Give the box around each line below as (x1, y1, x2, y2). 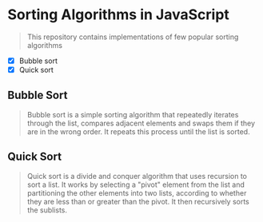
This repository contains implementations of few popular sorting (26, 32, 239, 42)
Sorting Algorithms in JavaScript (7, 6, 229, 24)
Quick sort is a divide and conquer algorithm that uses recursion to (26, 171, 247, 180)
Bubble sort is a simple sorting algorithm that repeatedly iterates (26, 109, 239, 119)
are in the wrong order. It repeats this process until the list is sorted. (26, 126, 250, 137)
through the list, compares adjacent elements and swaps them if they (26, 118, 256, 128)
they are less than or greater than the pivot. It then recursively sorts (26, 196, 249, 206)
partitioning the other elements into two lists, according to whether (26, 188, 247, 197)
